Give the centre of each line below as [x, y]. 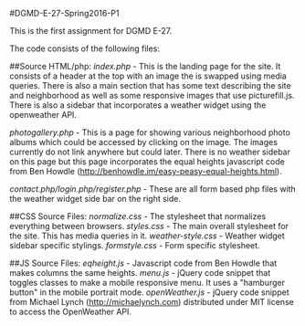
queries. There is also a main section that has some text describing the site [150, 85]
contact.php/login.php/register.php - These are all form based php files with [153, 189]
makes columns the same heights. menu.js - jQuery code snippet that [140, 273]
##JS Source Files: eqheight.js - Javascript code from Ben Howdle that [143, 263]
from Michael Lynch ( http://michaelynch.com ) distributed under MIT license [152, 302]
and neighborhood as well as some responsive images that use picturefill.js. [152, 95]
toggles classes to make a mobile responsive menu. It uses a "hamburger [147, 283]
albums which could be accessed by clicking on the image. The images [144, 142]
